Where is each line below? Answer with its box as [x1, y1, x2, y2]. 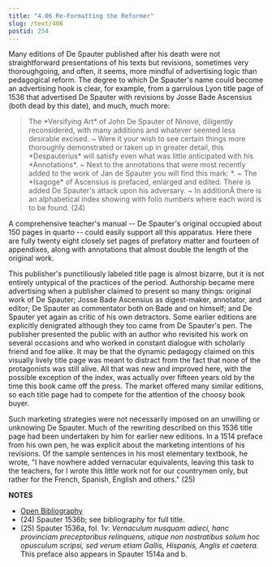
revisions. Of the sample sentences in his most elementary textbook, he [8, 448, 248, 459]
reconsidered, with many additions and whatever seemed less [28, 125, 236, 135]
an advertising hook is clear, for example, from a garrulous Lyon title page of [8, 84, 264, 93]
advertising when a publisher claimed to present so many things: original [8, 286, 252, 296]
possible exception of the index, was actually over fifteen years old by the [8, 373, 255, 383]
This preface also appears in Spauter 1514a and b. [19, 549, 188, 559]
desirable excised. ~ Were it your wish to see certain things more [28, 134, 246, 144]
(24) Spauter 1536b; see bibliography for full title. [19, 515, 185, 525]
